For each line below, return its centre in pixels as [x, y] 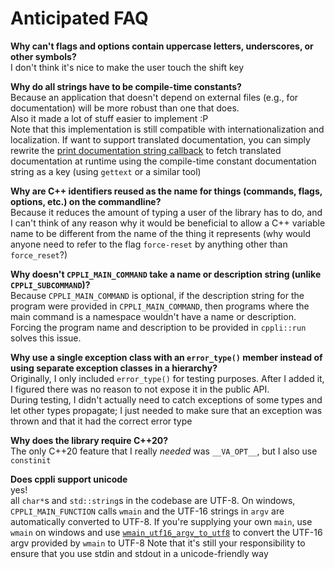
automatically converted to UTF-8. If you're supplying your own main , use [161, 521]
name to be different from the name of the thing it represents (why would [161, 233]
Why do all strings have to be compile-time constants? [126, 86]
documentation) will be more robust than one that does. [125, 108]
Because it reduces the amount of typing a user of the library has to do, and [166, 212]
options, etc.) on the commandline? [86, 201]
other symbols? [43, 56]
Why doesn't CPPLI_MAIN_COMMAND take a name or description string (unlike [166, 274]
